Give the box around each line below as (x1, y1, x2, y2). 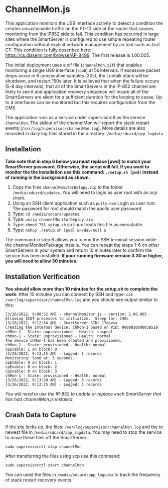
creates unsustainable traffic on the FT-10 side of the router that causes (5, 25, 154, 31)
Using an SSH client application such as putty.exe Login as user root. (12, 200, 156, 206)
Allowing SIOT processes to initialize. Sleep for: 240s (5, 316, 129, 321)
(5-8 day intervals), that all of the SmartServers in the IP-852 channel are (5, 83, 156, 89)
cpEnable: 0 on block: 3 (5, 368, 57, 374)
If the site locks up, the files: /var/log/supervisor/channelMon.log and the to (5, 424, 163, 430)
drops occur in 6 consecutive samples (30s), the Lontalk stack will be (5, 72, 149, 78)
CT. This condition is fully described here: (5, 47, 92, 53)
